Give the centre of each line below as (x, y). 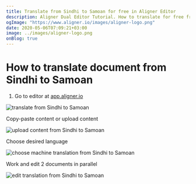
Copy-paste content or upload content (52, 119)
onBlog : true (22, 39)
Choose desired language (37, 141)
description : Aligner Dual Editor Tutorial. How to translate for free (95, 17)
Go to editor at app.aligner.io (49, 96)
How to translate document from (86, 67)
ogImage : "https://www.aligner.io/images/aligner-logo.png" (81, 22)
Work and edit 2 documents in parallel (52, 164)
